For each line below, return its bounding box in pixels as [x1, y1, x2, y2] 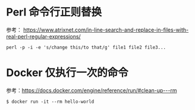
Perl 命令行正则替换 [6, 5, 102, 19]
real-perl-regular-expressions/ [6, 33, 81, 40]
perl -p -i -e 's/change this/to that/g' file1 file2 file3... [6, 44, 166, 51]
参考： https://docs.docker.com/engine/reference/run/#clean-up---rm [6, 87, 177, 94]
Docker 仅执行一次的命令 [6, 66, 129, 80]
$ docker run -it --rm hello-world [6, 99, 95, 105]
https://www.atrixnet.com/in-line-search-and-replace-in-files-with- [23, 26, 189, 33]
